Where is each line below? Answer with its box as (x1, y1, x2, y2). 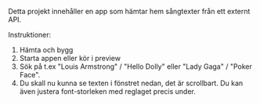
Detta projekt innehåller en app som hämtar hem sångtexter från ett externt (8, 7, 251, 16)
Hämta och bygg (19, 45, 74, 54)
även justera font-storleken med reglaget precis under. (19, 87, 196, 96)
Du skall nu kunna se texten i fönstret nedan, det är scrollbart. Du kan (19, 78, 244, 88)
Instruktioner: (8, 30, 52, 39)
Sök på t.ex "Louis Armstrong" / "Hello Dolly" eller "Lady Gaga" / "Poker (19, 62, 252, 71)
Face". (19, 70, 41, 79)
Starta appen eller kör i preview (19, 54, 121, 63)
